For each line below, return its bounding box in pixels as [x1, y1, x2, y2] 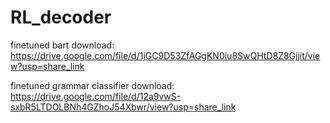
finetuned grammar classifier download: [10, 79, 175, 91]
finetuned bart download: [10, 39, 115, 51]
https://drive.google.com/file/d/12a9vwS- [10, 90, 182, 102]
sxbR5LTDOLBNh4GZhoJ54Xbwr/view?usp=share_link [10, 101, 237, 113]
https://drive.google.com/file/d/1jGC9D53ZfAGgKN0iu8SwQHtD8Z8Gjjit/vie [10, 49, 321, 61]
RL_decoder [10, 6, 112, 29]
